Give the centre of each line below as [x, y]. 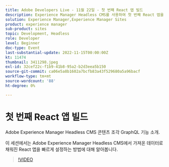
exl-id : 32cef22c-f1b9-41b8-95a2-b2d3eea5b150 [56, 67]
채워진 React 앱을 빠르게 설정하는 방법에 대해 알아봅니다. [62, 149]
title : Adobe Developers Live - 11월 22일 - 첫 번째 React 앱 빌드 [74, 10]
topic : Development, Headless [38, 34]
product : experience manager [36, 24]
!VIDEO [25, 159]
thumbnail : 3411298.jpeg [32, 62]
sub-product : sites [26, 29]
